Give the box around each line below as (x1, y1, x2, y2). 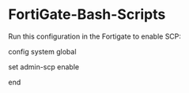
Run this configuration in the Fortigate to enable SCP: (8, 32, 182, 41)
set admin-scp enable (8, 61, 80, 72)
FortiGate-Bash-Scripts (8, 6, 166, 24)
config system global (8, 46, 77, 56)
